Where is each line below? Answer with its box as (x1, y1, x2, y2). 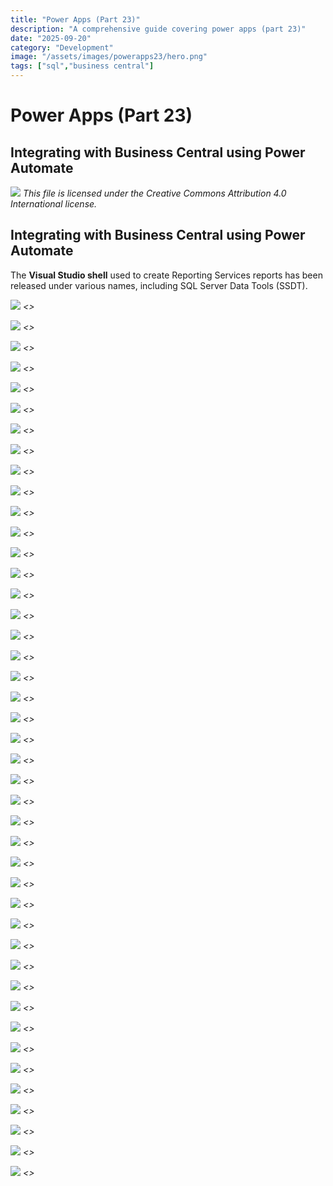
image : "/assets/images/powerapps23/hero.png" (10, 52, 208, 62)
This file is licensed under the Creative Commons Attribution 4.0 (22, 187, 287, 199)
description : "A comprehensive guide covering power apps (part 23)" (10, 24, 307, 34)
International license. (10, 198, 98, 210)
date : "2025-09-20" (10, 33, 92, 43)
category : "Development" (10, 42, 114, 53)
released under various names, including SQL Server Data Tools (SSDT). (10, 279, 308, 291)
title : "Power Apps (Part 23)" (10, 14, 141, 25)
